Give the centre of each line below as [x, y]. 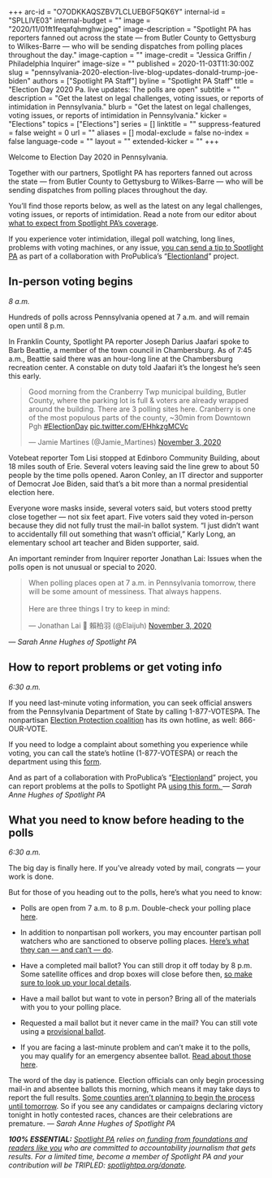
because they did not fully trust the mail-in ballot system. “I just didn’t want [134, 525]
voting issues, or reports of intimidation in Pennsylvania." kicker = [118, 115]
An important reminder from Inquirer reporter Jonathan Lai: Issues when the [135, 558]
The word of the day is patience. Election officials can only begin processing [136, 1080]
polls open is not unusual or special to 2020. [82, 567]
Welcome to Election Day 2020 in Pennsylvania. [89, 157]
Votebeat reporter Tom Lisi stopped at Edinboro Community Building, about [134, 458]
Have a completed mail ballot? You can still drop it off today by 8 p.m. [136, 966]
